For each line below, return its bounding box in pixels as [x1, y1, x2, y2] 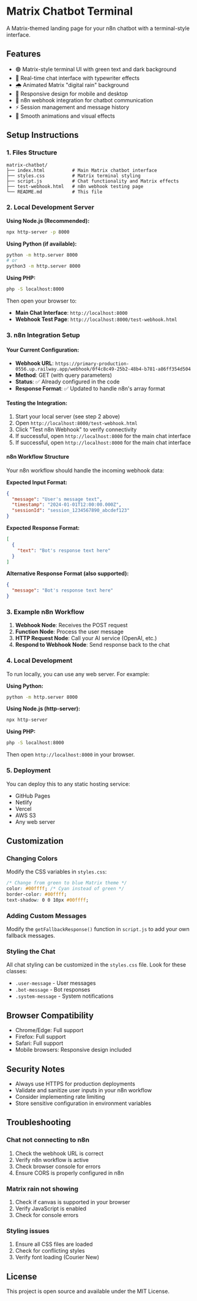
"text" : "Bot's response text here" [17, 547, 111, 554]
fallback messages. [6, 932, 56, 940]
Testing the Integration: [6, 399, 68, 407]
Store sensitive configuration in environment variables [15, 1099, 152, 1107]
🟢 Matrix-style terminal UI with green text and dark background [15, 66, 177, 73]
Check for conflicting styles [15, 1247, 85, 1254]
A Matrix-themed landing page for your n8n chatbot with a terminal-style [6, 25, 190, 32]
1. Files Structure [6, 148, 58, 157]
